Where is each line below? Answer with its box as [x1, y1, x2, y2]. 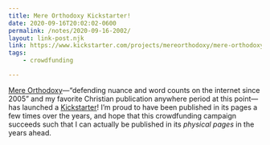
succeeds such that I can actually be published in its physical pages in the [8, 119, 255, 129]
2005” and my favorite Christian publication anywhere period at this [8, 94, 233, 103]
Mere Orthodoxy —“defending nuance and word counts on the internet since [8, 85, 260, 95]
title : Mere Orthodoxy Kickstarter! [8, 11, 131, 20]
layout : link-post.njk [8, 34, 84, 42]
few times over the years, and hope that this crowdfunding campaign [8, 111, 237, 120]
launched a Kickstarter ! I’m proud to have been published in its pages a [22, 102, 258, 112]
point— [234, 94, 259, 103]
